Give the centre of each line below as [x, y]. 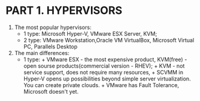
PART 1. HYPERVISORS [64, 11]
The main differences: [42, 53]
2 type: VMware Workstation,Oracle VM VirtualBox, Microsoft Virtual [109, 40]
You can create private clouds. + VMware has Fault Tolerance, [101, 85]
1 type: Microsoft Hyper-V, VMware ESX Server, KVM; [90, 33]
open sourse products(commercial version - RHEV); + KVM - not [104, 66]
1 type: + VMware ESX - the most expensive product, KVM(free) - [105, 59]
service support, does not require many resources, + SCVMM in [103, 72]
